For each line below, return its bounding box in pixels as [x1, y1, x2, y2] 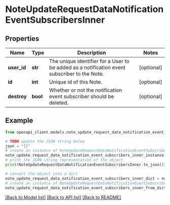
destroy [8, 93, 27, 100]
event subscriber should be [49, 93, 114, 100]
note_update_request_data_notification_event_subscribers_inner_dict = [5, 176, 159, 181]
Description [77, 49, 106, 56]
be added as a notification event [49, 64, 125, 71]
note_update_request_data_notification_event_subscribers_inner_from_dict [5, 185, 166, 190]
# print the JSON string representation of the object [5, 158, 123, 163]
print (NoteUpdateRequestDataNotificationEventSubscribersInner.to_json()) [5, 162, 166, 167]
